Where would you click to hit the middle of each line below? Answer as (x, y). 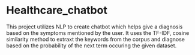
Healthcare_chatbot (57, 10)
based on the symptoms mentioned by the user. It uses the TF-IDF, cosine (98, 33)
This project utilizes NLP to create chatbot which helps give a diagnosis (94, 27)
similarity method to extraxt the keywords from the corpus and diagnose (95, 39)
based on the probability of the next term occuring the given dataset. (91, 46)
